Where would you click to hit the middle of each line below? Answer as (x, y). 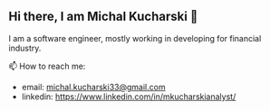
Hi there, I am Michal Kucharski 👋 (103, 17)
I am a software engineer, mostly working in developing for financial (135, 38)
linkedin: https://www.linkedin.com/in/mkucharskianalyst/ (129, 97)
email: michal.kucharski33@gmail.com (93, 87)
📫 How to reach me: (47, 66)
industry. (25, 48)
